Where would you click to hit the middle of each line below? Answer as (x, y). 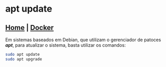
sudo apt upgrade (24, 59)
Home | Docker (30, 28)
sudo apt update (22, 54)
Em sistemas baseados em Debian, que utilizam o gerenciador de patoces (83, 40)
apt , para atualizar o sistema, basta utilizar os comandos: (66, 45)
